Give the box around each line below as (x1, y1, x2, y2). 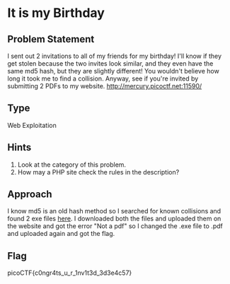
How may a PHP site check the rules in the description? (17, 167, 180, 176)
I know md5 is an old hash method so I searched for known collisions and (7, 207, 222, 215)
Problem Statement (7, 33, 95, 45)
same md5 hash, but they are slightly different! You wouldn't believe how (7, 67, 219, 75)
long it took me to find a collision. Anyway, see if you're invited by (7, 74, 199, 83)
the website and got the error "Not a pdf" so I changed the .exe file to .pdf (7, 222, 223, 230)
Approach (7, 189, 52, 201)
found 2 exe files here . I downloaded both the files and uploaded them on (7, 214, 222, 223)
